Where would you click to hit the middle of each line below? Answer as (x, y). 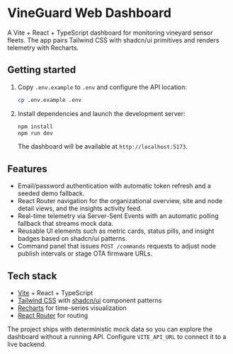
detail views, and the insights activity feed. (80, 209)
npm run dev (35, 133)
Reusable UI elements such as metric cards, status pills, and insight (116, 231)
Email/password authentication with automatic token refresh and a (114, 186)
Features (27, 169)
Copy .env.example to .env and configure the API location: (102, 87)
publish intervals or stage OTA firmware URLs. (85, 253)
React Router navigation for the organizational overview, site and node (120, 201)
